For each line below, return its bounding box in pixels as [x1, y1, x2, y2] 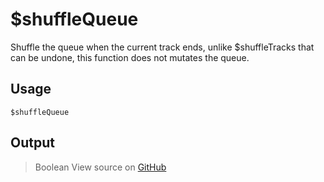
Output [10, 134, 55, 152]
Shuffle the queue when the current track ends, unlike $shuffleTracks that [10, 41, 315, 53]
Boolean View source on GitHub [34, 161, 167, 173]
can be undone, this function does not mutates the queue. [10, 51, 250, 63]
